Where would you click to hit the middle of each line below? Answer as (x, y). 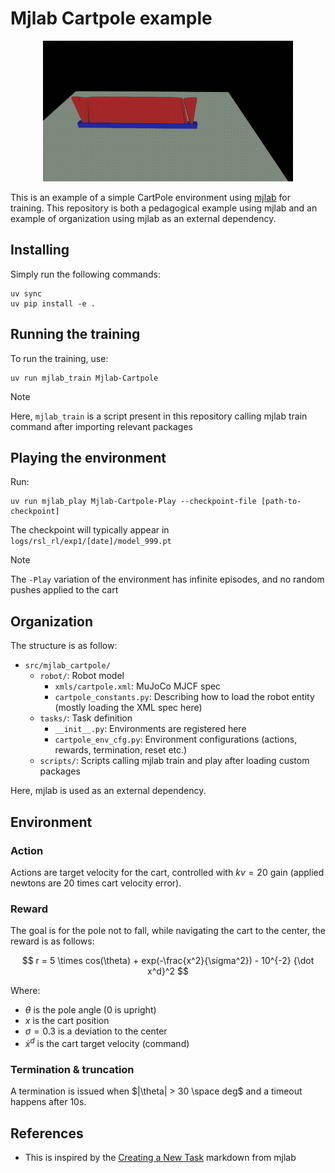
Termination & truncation (72, 1069)
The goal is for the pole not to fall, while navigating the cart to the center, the (168, 931)
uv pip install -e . (53, 303)
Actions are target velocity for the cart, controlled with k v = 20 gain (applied (167, 872)
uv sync (26, 293)
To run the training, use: (59, 358)
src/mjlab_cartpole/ (67, 666)
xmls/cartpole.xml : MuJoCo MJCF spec (138, 686)
